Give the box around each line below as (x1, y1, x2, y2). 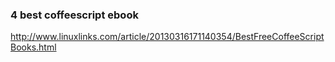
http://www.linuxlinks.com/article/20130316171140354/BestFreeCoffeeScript (10, 31, 325, 43)
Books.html (10, 41, 57, 53)
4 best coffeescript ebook (10, 8, 139, 22)
